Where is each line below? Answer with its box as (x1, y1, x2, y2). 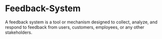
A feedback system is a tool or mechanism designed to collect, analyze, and (5, 19, 158, 25)
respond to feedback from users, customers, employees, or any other (5, 24, 144, 30)
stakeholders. (5, 29, 33, 35)
